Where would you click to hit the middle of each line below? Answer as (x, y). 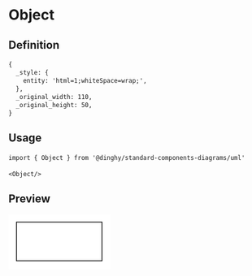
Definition (34, 45)
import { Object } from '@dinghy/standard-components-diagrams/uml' (127, 157)
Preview (30, 199)
